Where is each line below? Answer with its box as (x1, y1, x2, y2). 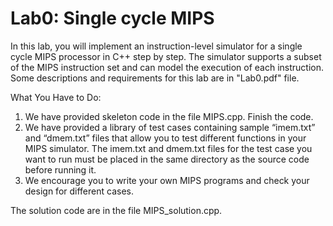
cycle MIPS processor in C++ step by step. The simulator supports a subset (10, 50, 322, 62)
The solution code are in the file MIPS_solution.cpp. (10, 204, 223, 216)
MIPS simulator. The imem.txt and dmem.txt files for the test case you (24, 142, 313, 154)
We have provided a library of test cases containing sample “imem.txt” (24, 121, 316, 133)
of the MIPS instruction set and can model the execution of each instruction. (10, 61, 325, 73)
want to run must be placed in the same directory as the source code (24, 153, 310, 165)
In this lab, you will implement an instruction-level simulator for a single (10, 40, 303, 52)
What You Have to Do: (10, 91, 102, 103)
